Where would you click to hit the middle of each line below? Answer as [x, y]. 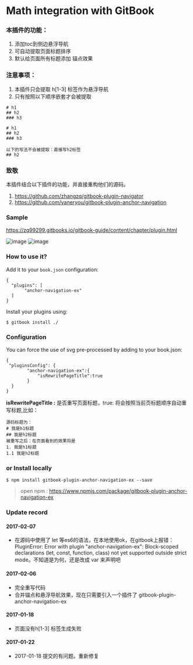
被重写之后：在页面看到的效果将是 [41, 441]
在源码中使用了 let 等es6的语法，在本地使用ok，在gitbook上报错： [94, 540]
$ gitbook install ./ [32, 322]
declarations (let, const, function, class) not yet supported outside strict [101, 553]
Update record [27, 512]
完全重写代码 [30, 587]
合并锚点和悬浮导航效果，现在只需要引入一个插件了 [76, 595]
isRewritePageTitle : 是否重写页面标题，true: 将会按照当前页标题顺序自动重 [96, 403]
